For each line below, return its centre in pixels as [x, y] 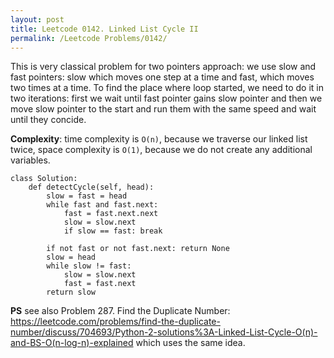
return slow [71, 292]
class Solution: [44, 179]
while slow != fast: [89, 266]
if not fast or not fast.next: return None [138, 249]
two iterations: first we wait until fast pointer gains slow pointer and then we [166, 98]
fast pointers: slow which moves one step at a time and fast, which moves [162, 77]
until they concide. [48, 120]
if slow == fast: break [113, 231]
